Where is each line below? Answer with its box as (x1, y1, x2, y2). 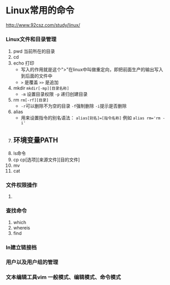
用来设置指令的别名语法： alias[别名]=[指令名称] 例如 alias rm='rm (20, 115, 161, 121)
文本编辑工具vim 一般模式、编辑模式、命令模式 (6, 274, 122, 281)
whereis (13, 225, 30, 231)
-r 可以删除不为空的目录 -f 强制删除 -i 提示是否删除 (20, 103, 127, 109)
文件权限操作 (6, 181, 38, 188)
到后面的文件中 (20, 73, 53, 79)
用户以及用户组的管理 (6, 259, 58, 266)
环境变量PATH (13, 136, 58, 144)
